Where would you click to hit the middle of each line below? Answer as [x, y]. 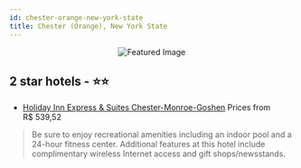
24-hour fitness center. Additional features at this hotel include [148, 145]
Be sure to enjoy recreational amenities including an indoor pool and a [161, 135]
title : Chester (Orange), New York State [89, 26]
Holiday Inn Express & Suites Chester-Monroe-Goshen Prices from [146, 107]
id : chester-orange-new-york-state [76, 18]
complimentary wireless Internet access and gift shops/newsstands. [159, 154]
